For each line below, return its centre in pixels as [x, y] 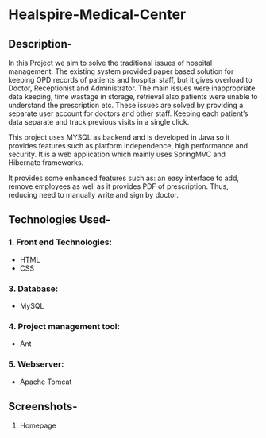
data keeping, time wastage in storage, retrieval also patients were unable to [133, 96]
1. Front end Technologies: [60, 242]
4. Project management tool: [64, 326]
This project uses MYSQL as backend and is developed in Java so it [119, 137]
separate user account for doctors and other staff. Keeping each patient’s [128, 113]
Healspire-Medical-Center [97, 15]
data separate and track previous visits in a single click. [99, 122]
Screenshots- [43, 406]
